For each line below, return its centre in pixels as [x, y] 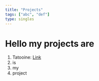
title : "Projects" [24, 10]
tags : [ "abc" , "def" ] [27, 14]
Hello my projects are [50, 43]
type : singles [20, 19]
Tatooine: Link [26, 57]
